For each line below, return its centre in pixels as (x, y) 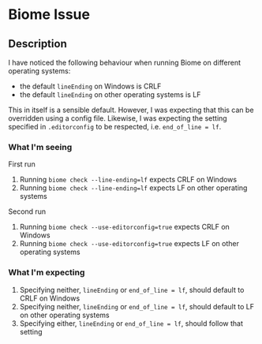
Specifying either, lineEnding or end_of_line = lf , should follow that (131, 323)
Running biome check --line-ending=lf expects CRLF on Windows (128, 180)
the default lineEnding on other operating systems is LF (110, 95)
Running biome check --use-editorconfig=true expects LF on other (129, 244)
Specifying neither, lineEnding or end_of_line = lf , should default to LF (137, 306)
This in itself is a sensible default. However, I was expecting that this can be (131, 110)
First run (22, 164)
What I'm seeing (40, 147)
